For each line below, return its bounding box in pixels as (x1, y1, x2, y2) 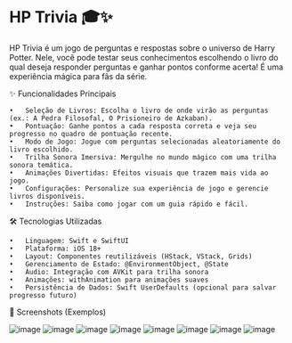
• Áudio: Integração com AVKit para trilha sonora (9, 267, 209, 276)
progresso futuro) (9, 290, 77, 299)
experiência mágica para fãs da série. (9, 70, 148, 81)
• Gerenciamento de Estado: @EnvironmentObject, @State (9, 259, 229, 268)
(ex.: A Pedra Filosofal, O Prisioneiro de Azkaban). (9, 113, 214, 123)
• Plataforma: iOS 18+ (9, 244, 101, 253)
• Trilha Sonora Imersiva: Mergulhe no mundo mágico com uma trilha (9, 152, 277, 161)
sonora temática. (9, 160, 74, 169)
